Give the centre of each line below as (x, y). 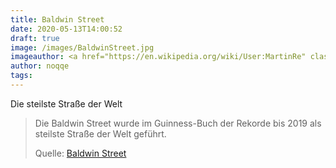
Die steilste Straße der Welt (66, 103)
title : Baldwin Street (57, 19)
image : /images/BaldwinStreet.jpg (82, 47)
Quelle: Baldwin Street (80, 153)
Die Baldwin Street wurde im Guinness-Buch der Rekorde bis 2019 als (178, 123)
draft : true (35, 38)
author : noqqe (40, 66)
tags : (21, 76)
